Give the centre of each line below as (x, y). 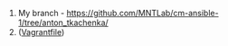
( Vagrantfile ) (41, 32)
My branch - (41, 13)
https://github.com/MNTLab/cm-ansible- (142, 13)
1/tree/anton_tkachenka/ (63, 23)
